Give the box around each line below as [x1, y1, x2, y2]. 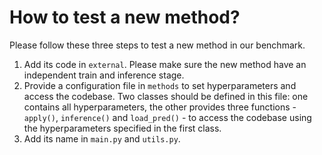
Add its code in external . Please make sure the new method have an [23, 58, 307, 70]
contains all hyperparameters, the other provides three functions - [23, 101, 297, 113]
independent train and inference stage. [23, 69, 185, 81]
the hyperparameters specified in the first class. [23, 122, 222, 134]
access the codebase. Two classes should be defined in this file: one [23, 90, 309, 102]
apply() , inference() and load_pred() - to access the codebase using [23, 111, 312, 123]
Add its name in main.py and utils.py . [23, 132, 181, 145]
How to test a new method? [9, 6, 241, 29]
